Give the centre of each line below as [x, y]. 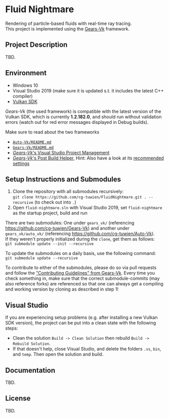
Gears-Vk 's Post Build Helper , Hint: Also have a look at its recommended [88, 158]
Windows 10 [25, 85]
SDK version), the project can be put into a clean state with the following [81, 323]
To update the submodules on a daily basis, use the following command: [81, 253]
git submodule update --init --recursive [50, 244]
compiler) [23, 96]
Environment [26, 73]
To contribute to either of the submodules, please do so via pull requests [81, 268]
